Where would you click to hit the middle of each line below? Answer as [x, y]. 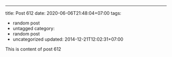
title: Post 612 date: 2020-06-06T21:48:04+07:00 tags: [63, 13]
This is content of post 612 [33, 49]
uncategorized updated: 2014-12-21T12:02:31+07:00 [68, 39]
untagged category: [34, 28]
